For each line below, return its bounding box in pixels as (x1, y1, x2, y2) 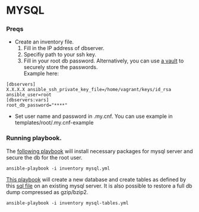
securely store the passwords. (23, 64, 98, 71)
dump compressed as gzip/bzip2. (6, 188, 89, 195)
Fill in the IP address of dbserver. (23, 45, 105, 52)
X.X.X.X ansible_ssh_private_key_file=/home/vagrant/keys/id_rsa (6, 87, 171, 93)
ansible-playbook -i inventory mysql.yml (6, 165, 110, 172)
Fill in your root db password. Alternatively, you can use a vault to (23, 57, 184, 64)
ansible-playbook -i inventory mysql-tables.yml (6, 200, 129, 206)
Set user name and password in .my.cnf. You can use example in (14, 113, 173, 120)
